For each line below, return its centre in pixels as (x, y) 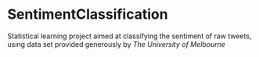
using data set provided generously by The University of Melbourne (117, 44)
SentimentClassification (88, 14)
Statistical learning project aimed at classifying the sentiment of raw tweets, (129, 36)
